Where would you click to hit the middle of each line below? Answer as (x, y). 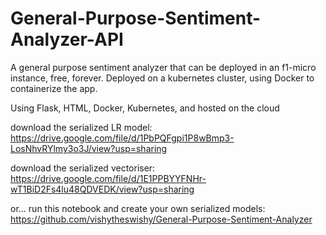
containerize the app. (54, 88)
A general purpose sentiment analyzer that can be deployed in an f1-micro (163, 67)
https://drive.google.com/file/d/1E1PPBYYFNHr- (108, 178)
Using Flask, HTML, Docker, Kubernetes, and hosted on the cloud (145, 108)
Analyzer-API (67, 39)
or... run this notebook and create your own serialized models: (138, 208)
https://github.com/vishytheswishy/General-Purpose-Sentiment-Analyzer (161, 219)
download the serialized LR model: (81, 127)
